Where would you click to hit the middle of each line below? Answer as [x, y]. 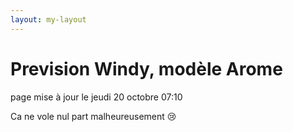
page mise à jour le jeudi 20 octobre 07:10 [96, 97]
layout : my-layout [48, 19]
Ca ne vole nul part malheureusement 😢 [93, 116]
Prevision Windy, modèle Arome [146, 68]
